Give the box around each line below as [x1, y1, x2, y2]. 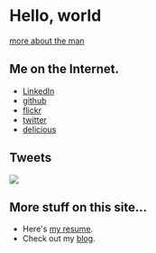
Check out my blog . [22, 233, 96, 244]
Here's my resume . [22, 223, 94, 235]
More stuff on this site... [9, 200, 147, 215]
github [22, 95, 47, 106]
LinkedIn [22, 85, 55, 96]
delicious [22, 124, 57, 135]
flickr [22, 105, 42, 116]
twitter [22, 114, 47, 125]
